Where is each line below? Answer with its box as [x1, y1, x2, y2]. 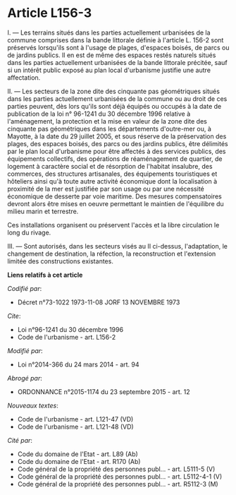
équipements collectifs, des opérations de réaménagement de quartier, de [7, 154, 223, 163]
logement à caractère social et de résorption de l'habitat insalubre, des [7, 162, 213, 170]
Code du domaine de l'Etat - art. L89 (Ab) [17, 450, 139, 458]
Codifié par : [7, 284, 42, 292]
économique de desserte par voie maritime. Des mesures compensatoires [7, 192, 222, 201]
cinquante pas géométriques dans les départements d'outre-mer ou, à [7, 124, 211, 133]
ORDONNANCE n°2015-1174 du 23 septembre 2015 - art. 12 [17, 387, 190, 396]
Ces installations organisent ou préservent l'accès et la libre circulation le [7, 220, 220, 229]
